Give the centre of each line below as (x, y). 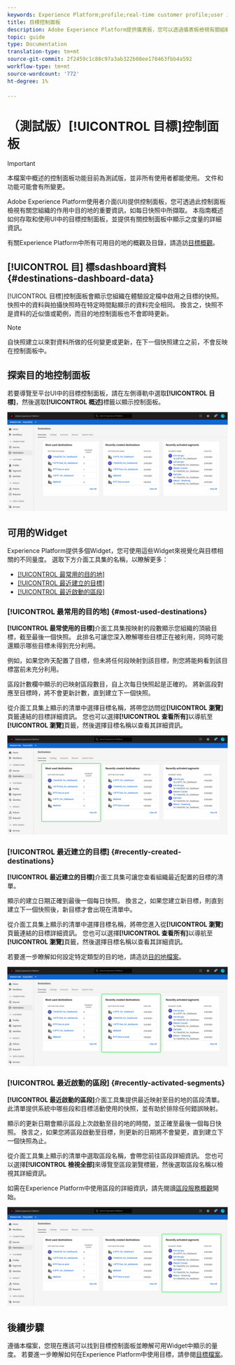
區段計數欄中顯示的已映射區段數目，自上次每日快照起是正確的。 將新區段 (112, 684)
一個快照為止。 (29, 1140)
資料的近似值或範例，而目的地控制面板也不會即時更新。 (93, 314)
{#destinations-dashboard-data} (81, 278)
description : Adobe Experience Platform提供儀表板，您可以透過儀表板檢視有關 (114, 29)
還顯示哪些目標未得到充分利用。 (53, 646)
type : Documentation (37, 44)
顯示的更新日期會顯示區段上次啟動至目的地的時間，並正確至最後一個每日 (111, 1123)
